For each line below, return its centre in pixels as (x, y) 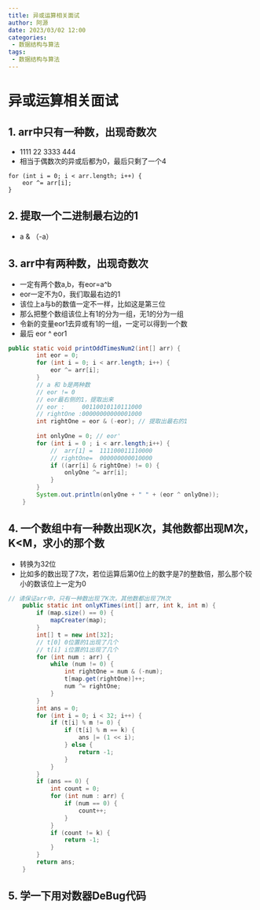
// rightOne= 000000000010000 (101, 458)
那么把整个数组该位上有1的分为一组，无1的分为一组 (102, 314)
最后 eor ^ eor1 (43, 333)
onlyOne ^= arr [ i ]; (96, 473)
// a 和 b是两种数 (63, 384)
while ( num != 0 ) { (82, 664)
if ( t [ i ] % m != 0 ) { (86, 723)
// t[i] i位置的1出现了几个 (77, 650)
